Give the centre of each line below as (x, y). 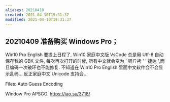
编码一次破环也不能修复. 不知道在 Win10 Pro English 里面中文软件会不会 (84, 67)
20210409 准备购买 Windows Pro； (62, 41)
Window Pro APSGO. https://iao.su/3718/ (48, 94)
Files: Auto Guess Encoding (34, 84)
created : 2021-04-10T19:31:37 (37, 15)
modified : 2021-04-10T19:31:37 (38, 19)
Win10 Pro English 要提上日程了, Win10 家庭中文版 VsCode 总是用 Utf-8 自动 (84, 55)
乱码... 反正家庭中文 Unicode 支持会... (48, 74)
